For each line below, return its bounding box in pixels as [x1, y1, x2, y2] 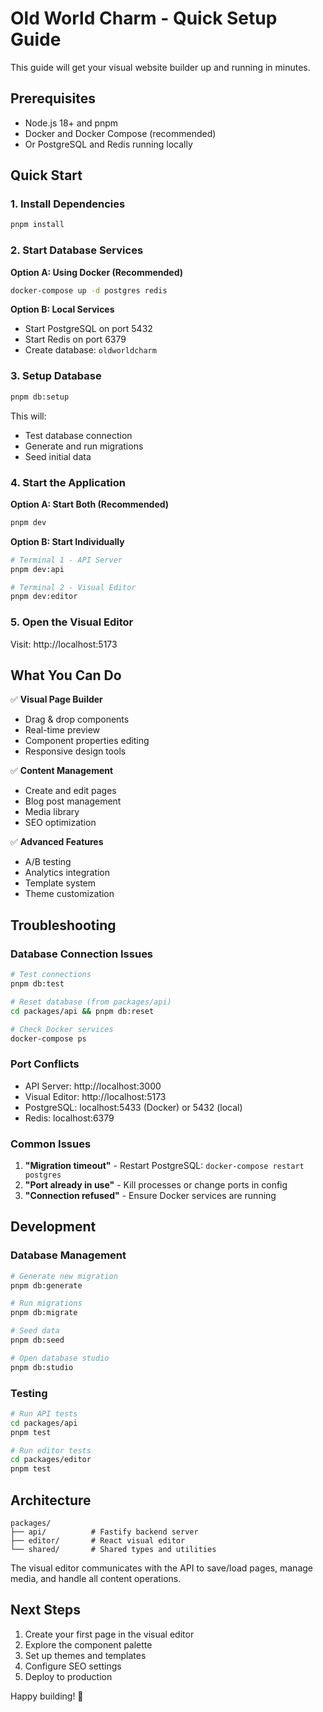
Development [10, 1218, 97, 1236]
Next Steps [10, 1602, 81, 1619]
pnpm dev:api [10, 564, 65, 574]
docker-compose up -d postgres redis [10, 285, 168, 296]
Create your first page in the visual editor [24, 1628, 195, 1640]
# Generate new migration [10, 1271, 118, 1281]
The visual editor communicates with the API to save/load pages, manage [10, 1562, 313, 1574]
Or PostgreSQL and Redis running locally [24, 138, 193, 150]
